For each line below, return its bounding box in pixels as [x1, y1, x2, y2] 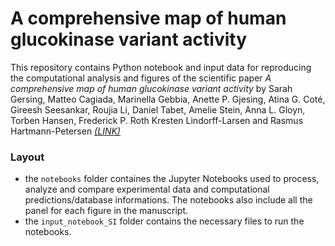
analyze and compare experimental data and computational [24, 183, 270, 196]
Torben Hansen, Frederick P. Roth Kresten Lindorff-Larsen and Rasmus [10, 114, 304, 126]
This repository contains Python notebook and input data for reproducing [10, 61, 312, 73]
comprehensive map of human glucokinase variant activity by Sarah [10, 82, 293, 94]
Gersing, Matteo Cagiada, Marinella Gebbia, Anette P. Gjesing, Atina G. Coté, [10, 93, 326, 105]
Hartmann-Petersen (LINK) [10, 125, 121, 137]
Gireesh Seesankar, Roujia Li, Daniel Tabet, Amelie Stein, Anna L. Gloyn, [10, 103, 306, 116]
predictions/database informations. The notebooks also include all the [24, 194, 313, 206]
